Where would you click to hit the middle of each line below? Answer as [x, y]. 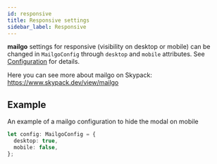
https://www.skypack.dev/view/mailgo [63, 83]
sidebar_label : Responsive [47, 27]
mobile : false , [36, 147]
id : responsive [30, 14]
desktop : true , [36, 141]
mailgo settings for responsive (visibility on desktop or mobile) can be [109, 47]
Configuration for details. [43, 62]
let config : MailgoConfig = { [52, 135]
